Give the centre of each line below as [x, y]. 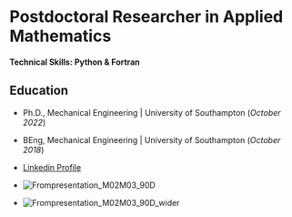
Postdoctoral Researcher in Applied [146, 17]
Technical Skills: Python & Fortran [75, 62]
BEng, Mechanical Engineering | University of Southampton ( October [151, 139]
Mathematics [60, 36]
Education [39, 91]
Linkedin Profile [52, 167]
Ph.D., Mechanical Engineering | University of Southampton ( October [151, 112]
